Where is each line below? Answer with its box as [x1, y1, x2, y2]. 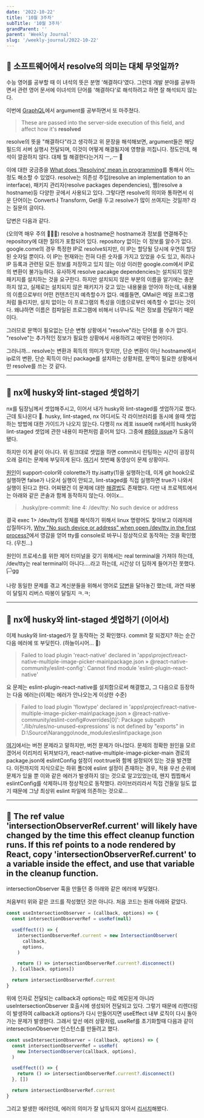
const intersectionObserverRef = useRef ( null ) [12, 916, 132, 922]
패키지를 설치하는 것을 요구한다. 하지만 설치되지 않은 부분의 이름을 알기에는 [6, 275, 183, 283]
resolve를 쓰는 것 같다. [12, 362, 67, 369]
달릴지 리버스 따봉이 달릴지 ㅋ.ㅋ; [12, 589, 91, 596]
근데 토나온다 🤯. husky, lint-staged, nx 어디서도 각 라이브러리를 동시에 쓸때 [6, 412, 185, 420]
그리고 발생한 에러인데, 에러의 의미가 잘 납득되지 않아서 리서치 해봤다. [6, 1105, 168, 1112]
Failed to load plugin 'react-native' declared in [21, 652, 137, 659]
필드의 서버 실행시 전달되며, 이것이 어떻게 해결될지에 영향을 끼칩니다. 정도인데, [6, 145, 191, 153]
